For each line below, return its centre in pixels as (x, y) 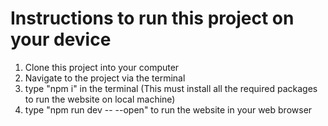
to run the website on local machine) (100, 99)
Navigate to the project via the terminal (105, 78)
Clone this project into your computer (102, 67)
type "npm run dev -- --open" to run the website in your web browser (168, 109)
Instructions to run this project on (152, 18)
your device (61, 39)
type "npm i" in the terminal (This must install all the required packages (171, 88)
